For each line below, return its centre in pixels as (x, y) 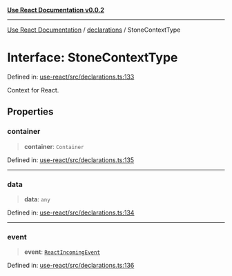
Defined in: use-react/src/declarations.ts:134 (71, 213)
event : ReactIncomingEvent (62, 252)
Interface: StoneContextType (93, 58)
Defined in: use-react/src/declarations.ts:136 (71, 266)
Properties (30, 112)
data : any (37, 199)
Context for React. (33, 90)
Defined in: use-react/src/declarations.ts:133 (71, 77)
